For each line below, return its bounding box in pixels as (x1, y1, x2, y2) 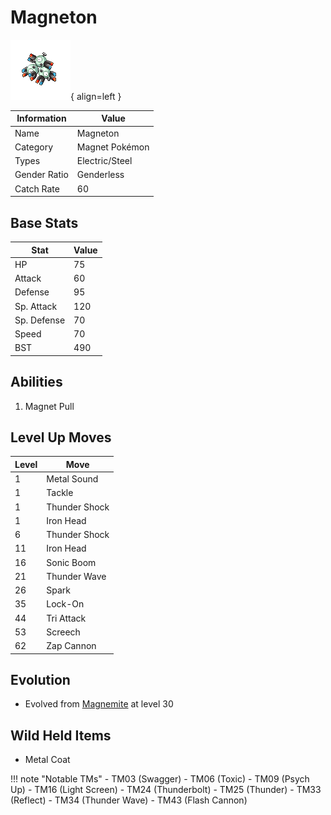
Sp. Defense (14, 314, 66, 326)
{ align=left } (70, 90, 122, 102)
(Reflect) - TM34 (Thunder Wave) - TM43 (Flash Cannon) (10, 794, 248, 806)
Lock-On (46, 598, 85, 610)
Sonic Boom (46, 556, 97, 568)
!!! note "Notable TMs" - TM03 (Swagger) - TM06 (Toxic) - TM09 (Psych (10, 773, 310, 785)
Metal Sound (46, 473, 99, 485)
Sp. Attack (14, 300, 58, 312)
